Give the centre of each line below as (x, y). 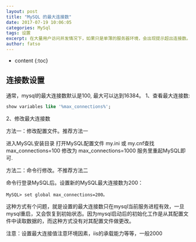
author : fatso (23, 44)
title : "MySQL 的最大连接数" (39, 17)
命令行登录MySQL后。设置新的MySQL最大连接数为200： (75, 183)
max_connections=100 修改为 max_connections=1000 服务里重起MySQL (93, 150)
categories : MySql (28, 28)
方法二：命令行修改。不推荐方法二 (47, 170)
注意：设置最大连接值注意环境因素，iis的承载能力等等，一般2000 (84, 233)
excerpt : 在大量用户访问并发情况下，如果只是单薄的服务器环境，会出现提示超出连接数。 (99, 38)
